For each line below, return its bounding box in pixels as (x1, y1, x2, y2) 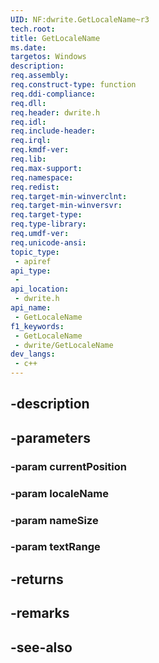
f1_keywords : (10, 321, 65, 331)
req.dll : (10, 98, 47, 108)
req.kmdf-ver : (10, 145, 70, 155)
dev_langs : (10, 349, 56, 360)
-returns (10, 571, 64, 588)
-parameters (10, 429, 91, 446)
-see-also (10, 639, 73, 656)
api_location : (10, 284, 70, 295)
